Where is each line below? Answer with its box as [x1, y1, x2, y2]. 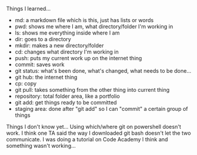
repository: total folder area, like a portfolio [14, 92, 121, 100]
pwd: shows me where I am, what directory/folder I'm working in [14, 23, 173, 30]
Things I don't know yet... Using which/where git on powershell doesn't [6, 123, 181, 130]
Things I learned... [6, 5, 51, 12]
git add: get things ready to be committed [14, 99, 118, 106]
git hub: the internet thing [14, 74, 78, 80]
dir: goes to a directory [14, 36, 72, 42]
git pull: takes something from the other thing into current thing [14, 86, 170, 93]
